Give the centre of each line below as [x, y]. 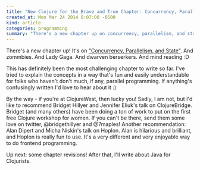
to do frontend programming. [42, 143]
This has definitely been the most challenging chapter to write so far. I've [96, 68]
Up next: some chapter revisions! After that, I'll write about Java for [88, 155]
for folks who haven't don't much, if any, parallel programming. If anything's [99, 81]
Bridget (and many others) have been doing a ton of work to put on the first [99, 112]
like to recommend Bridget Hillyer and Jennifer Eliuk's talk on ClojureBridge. [99, 105]
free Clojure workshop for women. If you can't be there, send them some [96, 118]
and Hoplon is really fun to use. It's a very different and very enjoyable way [98, 137]
